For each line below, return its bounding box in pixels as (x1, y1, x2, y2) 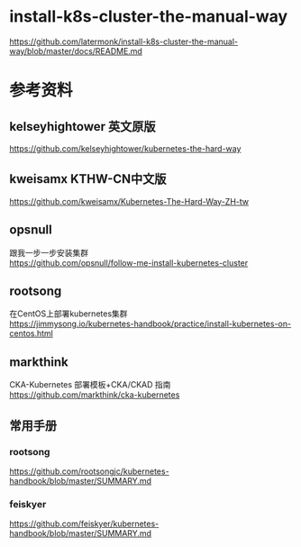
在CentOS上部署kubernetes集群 (9, 308, 128, 319)
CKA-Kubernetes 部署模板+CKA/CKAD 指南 (9, 379, 171, 390)
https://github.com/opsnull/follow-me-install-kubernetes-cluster (9, 257, 249, 268)
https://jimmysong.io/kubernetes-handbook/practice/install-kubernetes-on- (9, 318, 291, 330)
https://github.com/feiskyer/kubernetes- (9, 518, 160, 529)
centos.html (9, 328, 54, 339)
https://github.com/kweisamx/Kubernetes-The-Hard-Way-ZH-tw (9, 196, 250, 206)
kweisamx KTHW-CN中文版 (9, 171, 167, 187)
